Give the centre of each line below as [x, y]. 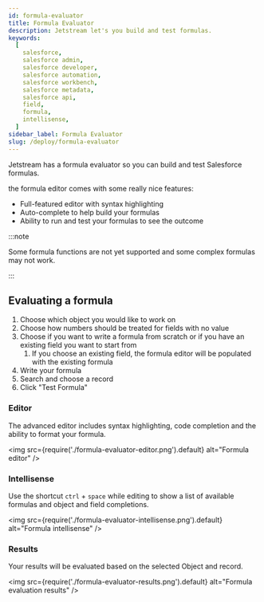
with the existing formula [72, 362]
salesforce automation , [62, 75]
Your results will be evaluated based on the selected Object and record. [126, 566]
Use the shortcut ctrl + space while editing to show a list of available [121, 496]
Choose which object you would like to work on [98, 320]
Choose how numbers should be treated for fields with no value [124, 329]
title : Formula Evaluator [51, 23]
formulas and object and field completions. [79, 504]
